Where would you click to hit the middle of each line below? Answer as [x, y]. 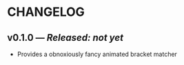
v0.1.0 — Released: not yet [65, 38]
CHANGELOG [46, 12]
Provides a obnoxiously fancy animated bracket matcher [97, 54]
